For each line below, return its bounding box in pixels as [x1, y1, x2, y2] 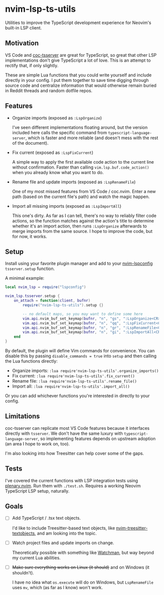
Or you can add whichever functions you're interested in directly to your [5, 393, 150, 398]
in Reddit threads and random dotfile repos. [5, 87, 93, 94]
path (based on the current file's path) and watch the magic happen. [12, 194, 150, 199]
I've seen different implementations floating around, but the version [12, 124, 148, 130]
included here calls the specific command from [12, 129, 107, 135]
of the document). [12, 140, 49, 146]
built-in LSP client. [5, 25, 42, 30]
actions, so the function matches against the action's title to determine [12, 218, 154, 223]
